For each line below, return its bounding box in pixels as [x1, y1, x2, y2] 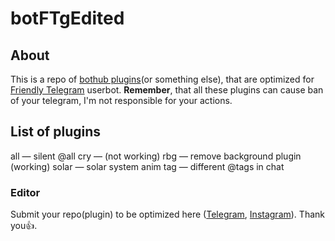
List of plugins [10, 123, 101, 141]
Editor [10, 185, 41, 199]
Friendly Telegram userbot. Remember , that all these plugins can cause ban [10, 84, 324, 96]
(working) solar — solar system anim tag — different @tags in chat [10, 160, 285, 172]
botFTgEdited [10, 7, 125, 30]
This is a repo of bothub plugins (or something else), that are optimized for [10, 73, 315, 85]
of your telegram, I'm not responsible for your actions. [10, 95, 233, 106]
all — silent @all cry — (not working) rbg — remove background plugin [10, 150, 302, 162]
